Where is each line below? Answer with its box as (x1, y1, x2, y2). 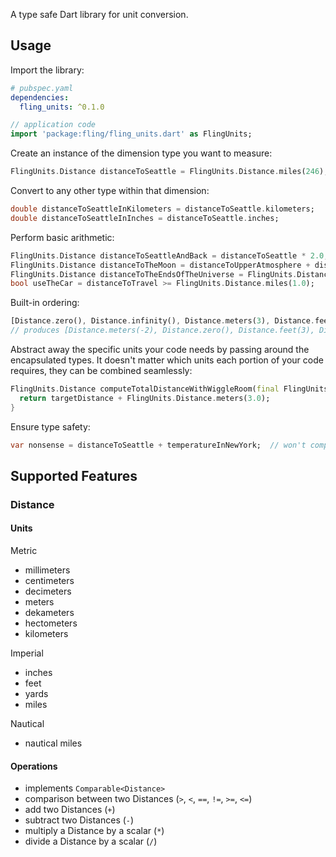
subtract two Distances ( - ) (24, 814, 135, 826)
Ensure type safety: (10, 420, 91, 433)
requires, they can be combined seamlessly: (10, 365, 193, 377)
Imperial (10, 647, 44, 659)
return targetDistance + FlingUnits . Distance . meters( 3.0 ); (19, 393, 271, 403)
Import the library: (10, 64, 85, 76)
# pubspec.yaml (10, 83, 74, 93)
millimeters (24, 564, 71, 576)
